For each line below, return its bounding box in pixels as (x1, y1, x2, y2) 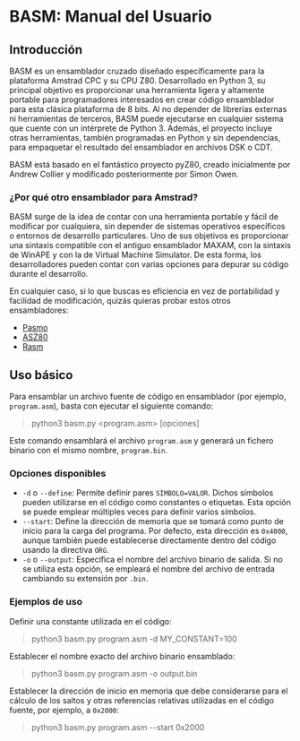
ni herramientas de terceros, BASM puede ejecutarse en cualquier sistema (9, 114, 284, 124)
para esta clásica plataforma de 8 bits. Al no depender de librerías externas (9, 104, 287, 114)
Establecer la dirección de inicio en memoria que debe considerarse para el (9, 685, 288, 696)
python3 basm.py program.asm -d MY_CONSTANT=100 (30, 633, 237, 644)
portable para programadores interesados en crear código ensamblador (9, 94, 275, 105)
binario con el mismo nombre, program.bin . (9, 445, 168, 456)
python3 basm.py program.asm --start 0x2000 (30, 721, 205, 732)
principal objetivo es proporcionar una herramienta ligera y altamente (9, 85, 265, 95)
